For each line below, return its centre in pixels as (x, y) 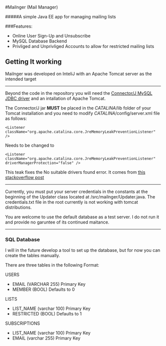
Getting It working (33, 62)
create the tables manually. (33, 256)
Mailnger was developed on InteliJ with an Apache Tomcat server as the (79, 74)
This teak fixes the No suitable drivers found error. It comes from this (75, 172)
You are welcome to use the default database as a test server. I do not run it (82, 217)
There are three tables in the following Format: (52, 265)
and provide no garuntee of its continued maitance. (57, 222)
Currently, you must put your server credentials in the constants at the (77, 192)
